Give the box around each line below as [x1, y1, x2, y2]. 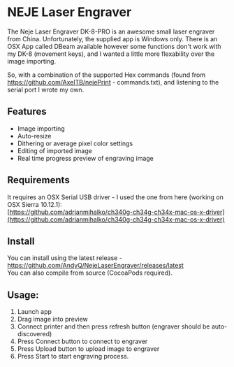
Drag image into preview [17, 315, 89, 324]
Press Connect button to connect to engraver [17, 337, 148, 346]
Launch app [17, 308, 52, 316]
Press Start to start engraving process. [17, 352, 129, 361]
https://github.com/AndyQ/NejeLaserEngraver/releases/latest [7, 261, 184, 270]
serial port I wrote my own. [7, 85, 85, 94]
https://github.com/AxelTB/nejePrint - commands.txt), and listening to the [7, 78, 219, 86]
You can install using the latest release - [7, 254, 122, 262]
